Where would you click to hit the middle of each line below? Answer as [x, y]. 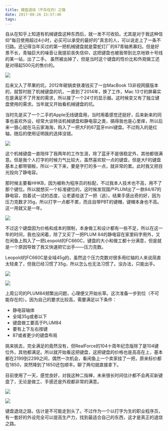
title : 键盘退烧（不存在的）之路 [35, 10]
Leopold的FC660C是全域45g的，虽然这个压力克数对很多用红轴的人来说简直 [83, 258]
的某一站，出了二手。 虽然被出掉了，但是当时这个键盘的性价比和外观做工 [80, 59]
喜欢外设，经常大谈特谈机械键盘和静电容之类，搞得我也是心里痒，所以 [86, 121]
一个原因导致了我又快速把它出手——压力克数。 [57, 247]
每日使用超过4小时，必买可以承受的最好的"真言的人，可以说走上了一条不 [86, 40]
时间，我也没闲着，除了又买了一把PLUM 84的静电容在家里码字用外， [85, 235]
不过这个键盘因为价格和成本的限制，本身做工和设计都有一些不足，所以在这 [82, 228]
